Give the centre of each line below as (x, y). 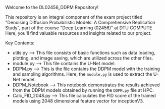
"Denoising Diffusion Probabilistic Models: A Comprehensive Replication (80, 22)
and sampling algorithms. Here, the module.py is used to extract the (82, 74)
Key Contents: (20, 43)
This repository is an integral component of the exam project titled (74, 17)
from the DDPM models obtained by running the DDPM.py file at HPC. (83, 90)
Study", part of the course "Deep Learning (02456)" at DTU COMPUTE (79, 28)
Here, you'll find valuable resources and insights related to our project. (78, 33)
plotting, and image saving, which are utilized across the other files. (83, 58)
